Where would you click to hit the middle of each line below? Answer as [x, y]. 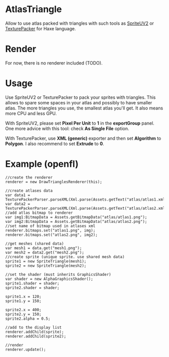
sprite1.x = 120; [23, 296]
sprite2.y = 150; [23, 314]
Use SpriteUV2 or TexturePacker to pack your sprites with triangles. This [80, 97]
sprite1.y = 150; [23, 301]
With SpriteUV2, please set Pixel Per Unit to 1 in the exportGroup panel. [80, 123]
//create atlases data [29, 191]
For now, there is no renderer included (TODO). [54, 63]
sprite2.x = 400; [23, 310]
